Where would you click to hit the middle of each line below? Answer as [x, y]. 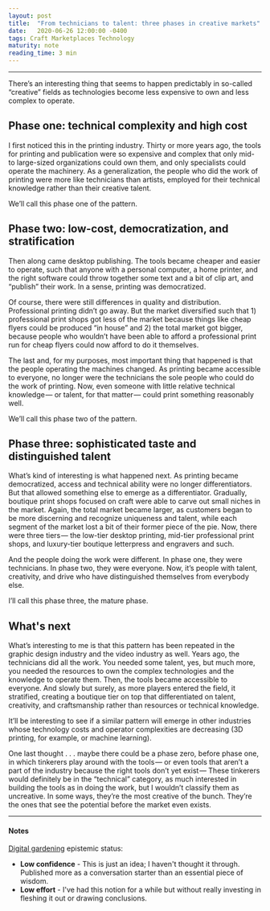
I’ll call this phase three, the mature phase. [78, 601]
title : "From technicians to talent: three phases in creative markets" [135, 23]
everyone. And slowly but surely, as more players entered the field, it [122, 688]
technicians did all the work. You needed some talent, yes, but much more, [132, 663]
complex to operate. [41, 101]
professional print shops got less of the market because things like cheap [130, 319]
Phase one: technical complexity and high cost [128, 126]
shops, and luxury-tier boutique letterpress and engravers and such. [121, 544]
